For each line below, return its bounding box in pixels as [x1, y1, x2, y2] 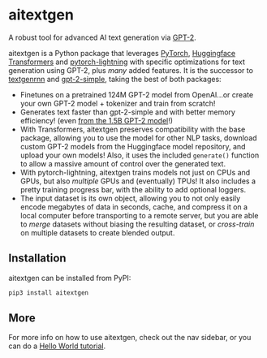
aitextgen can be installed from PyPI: [8, 273, 131, 283]
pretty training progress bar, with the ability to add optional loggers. [19, 184, 247, 194]
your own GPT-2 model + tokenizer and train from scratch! [19, 98, 216, 108]
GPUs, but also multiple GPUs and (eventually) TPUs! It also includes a [19, 176, 256, 186]
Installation [8, 252, 67, 265]
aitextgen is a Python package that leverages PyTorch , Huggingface [8, 48, 236, 58]
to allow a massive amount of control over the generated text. [19, 158, 226, 168]
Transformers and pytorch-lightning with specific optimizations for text [8, 57, 246, 67]
